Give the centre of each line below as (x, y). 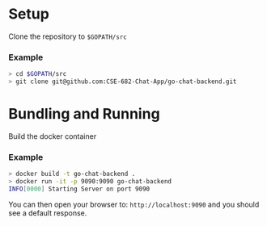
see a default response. (48, 213)
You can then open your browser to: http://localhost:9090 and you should (134, 204)
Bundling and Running (84, 114)
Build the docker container (53, 136)
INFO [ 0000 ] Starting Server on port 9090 (79, 189)
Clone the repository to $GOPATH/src (68, 36)
